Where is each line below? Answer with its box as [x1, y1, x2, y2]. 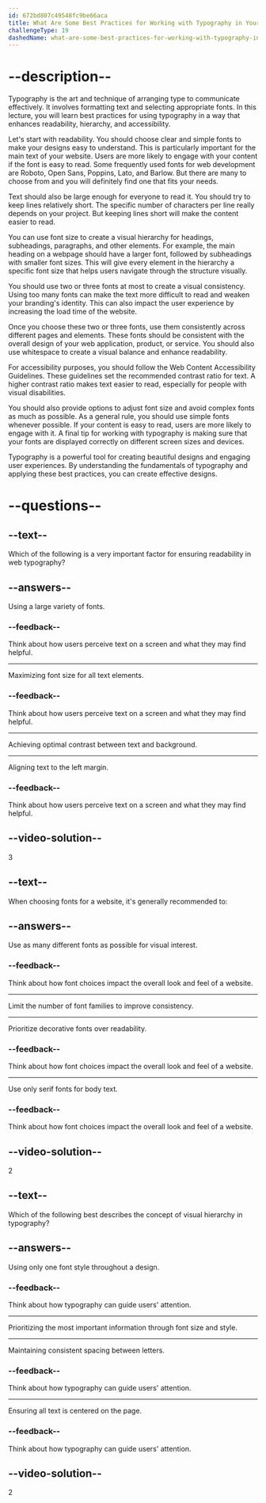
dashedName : [8, 33, 47, 42]
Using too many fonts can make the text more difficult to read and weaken [8, 290, 250, 299]
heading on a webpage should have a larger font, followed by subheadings [8, 249, 252, 259]
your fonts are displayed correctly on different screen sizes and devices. [8, 437, 245, 447]
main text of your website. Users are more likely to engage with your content [8, 151, 258, 161]
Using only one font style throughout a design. [8, 1262, 160, 1272]
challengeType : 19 [8, 26, 69, 34]
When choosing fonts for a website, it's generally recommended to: [8, 896, 228, 906]
